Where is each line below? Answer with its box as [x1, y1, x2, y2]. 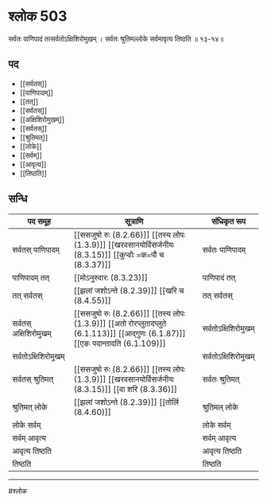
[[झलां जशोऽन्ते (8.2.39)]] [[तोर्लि [73, 396, 179, 407]
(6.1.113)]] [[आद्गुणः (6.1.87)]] [73, 327, 186, 339]
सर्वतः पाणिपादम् [202, 244, 246, 255]
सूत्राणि [124, 215, 144, 226]
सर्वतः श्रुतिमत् [202, 374, 240, 385]
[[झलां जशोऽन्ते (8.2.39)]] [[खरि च [73, 284, 184, 296]
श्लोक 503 [8, 7, 68, 25]
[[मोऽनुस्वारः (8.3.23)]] [73, 272, 149, 283]
